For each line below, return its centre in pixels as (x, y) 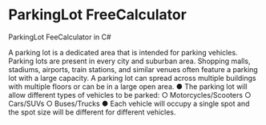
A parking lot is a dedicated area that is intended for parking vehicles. (123, 52)
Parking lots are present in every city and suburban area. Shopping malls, (129, 61)
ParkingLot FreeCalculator (97, 15)
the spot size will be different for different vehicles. (92, 112)
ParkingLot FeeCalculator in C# (60, 37)
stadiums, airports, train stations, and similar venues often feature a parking (133, 69)
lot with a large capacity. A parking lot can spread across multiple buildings (132, 78)
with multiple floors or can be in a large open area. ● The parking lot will (128, 87)
